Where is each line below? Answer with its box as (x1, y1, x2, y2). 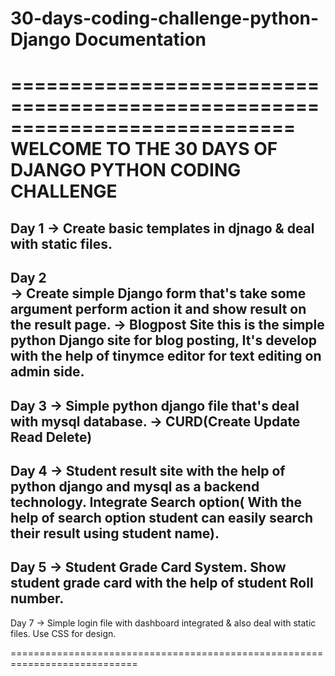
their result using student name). (10, 525, 220, 542)
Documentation (74, 28, 207, 51)
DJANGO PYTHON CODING (10, 159, 242, 182)
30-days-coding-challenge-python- (10, 7, 320, 30)
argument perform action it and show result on (10, 301, 307, 318)
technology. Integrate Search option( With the (10, 493, 303, 511)
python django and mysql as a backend (10, 478, 260, 495)
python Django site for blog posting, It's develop (10, 332, 318, 349)
